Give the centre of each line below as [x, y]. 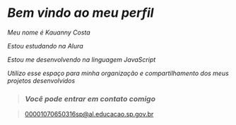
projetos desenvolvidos [41, 80]
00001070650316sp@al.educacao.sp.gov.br [89, 114]
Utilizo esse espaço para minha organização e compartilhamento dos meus [118, 73]
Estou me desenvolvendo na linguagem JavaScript [82, 59]
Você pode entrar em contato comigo [90, 98]
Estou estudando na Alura [45, 46]
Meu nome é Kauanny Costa [49, 32]
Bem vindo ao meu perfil [81, 13]
